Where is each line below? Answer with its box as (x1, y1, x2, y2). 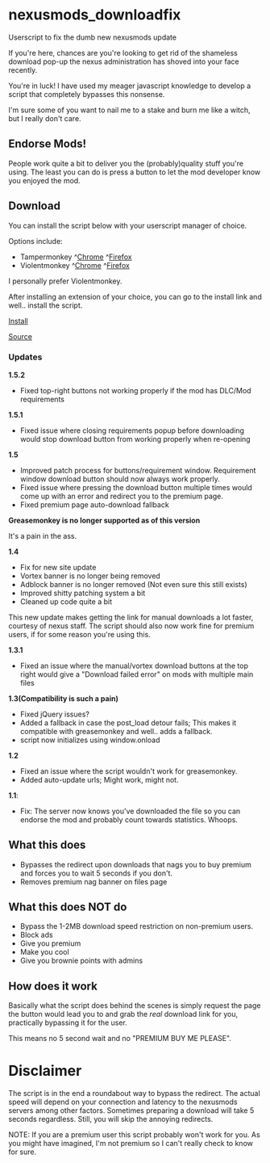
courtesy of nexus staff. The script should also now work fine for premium (8, 620, 255, 631)
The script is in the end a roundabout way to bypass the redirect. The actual (8, 1089, 260, 1098)
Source (8, 331, 32, 341)
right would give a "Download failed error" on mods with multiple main (19, 669, 254, 679)
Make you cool (19, 947, 70, 957)
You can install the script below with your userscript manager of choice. (8, 220, 247, 230)
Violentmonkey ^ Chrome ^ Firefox (19, 260, 131, 270)
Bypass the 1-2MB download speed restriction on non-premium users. (19, 922, 254, 931)
